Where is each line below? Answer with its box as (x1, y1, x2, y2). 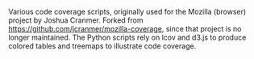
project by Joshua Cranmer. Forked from (8, 15, 144, 25)
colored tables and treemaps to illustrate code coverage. (8, 41, 197, 51)
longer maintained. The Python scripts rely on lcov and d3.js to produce (8, 32, 247, 42)
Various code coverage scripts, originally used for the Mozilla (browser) (8, 7, 247, 16)
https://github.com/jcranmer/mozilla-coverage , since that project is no (8, 24, 242, 33)
